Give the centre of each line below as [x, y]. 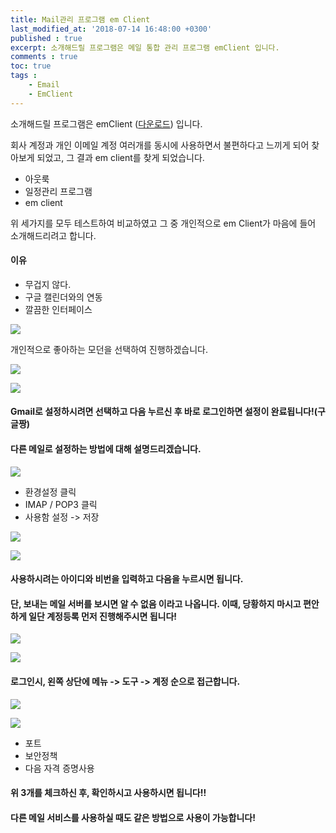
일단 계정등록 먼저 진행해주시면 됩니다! [103, 616]
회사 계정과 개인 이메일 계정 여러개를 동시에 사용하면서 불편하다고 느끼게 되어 [160, 145]
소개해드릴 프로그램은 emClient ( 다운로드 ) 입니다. [106, 123]
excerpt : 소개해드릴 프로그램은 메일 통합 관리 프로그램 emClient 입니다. [145, 47]
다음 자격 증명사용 [59, 768]
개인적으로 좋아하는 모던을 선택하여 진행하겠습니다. [109, 349]
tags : [24, 76]
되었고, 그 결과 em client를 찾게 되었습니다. [120, 157]
